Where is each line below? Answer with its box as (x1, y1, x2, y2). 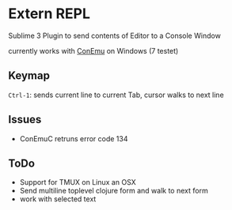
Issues (8, 113, 42, 126)
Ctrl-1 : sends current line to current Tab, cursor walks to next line (8, 90, 224, 99)
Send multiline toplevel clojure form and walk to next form (19, 186, 208, 196)
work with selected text (19, 194, 97, 204)
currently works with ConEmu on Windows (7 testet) (8, 46, 179, 55)
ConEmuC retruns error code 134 (19, 133, 128, 143)
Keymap (8, 69, 50, 83)
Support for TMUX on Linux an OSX (19, 178, 136, 187)
